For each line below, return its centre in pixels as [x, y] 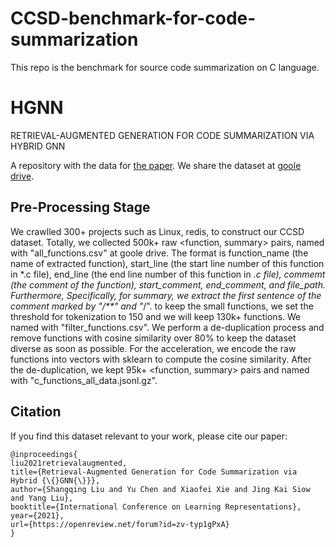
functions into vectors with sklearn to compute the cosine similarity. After [161, 359]
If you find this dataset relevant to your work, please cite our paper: [149, 436]
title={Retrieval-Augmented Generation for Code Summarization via [154, 472]
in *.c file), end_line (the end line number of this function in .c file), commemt [168, 274]
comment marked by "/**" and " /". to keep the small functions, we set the [162, 306]
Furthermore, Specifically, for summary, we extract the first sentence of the [166, 295]
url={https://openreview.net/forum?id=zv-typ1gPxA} [120, 524]
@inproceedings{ [44, 454]
